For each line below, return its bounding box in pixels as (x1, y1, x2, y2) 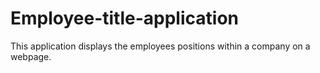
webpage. (10, 50, 52, 62)
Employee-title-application (10, 7, 239, 30)
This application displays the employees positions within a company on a (10, 40, 311, 52)
